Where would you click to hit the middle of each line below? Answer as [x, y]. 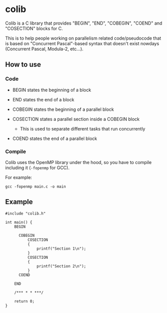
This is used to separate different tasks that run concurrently [82, 128]
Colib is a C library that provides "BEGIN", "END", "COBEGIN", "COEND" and [84, 23]
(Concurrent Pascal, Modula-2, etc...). [44, 49]
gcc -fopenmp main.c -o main [36, 187]
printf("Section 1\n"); [61, 249]
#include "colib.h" [26, 213]
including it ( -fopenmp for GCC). [37, 168]
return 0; [25, 301]
